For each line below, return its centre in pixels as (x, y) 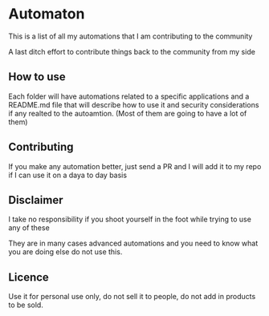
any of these (29, 228)
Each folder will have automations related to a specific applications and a (129, 96)
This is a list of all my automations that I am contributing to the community (130, 36)
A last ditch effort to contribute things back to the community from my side (132, 51)
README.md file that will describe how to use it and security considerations (134, 104)
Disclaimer (36, 200)
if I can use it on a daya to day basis (67, 175)
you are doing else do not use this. (65, 252)
